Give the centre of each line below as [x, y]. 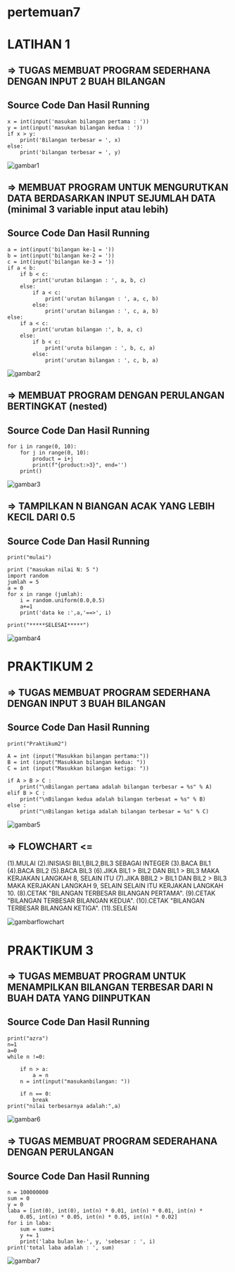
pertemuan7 [44, 12]
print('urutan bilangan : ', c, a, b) [102, 311]
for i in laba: [30, 1223]
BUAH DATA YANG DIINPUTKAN [79, 998]
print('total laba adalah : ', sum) [61, 1247]
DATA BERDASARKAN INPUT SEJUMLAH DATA [112, 198]
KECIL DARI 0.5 [42, 517]
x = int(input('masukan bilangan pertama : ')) [78, 121]
